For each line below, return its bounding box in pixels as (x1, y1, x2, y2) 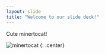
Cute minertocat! (6, 30, 47, 37)
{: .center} (39, 42, 65, 49)
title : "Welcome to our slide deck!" (6, 14, 100, 20)
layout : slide (6, 8, 42, 15)
